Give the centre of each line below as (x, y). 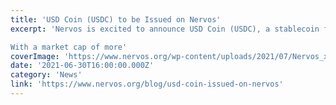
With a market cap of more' (69, 47)
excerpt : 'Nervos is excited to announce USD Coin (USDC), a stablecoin (165, 29)
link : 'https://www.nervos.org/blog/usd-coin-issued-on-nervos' (147, 84)
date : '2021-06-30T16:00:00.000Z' (82, 66)
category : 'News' (46, 75)
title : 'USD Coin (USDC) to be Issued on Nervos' (116, 19)
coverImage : (35, 56)
